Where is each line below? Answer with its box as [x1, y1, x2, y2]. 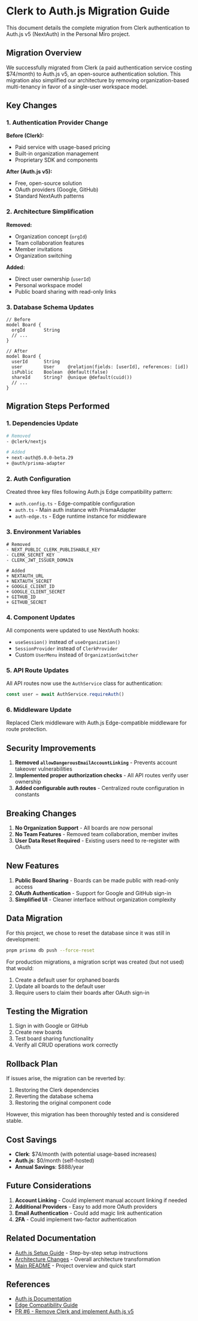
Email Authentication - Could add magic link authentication [14, 1209, 163, 1216]
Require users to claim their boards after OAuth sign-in [14, 989, 150, 996]
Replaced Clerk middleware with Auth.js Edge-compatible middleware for [6, 719, 187, 726]
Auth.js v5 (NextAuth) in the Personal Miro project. [6, 30, 130, 37]
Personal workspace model [14, 281, 83, 289]
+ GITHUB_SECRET [6, 599, 47, 605]
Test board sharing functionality [14, 1035, 94, 1042]
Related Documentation [6, 1233, 96, 1244]
